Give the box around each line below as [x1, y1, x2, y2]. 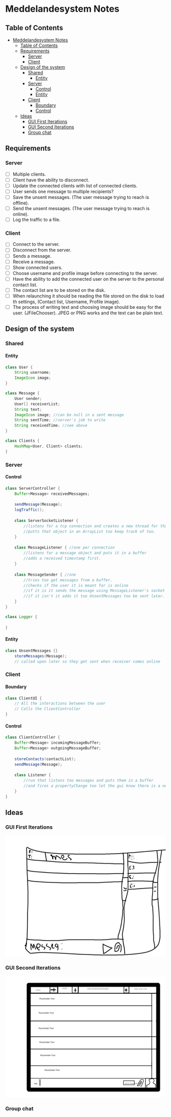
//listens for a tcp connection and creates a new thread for [23, 523, 158, 529]
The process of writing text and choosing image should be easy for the [12, 304, 162, 310]
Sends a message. [12, 253, 52, 259]
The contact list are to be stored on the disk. [12, 287, 106, 293]
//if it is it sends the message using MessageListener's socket [23, 588, 165, 594]
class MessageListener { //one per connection [14, 545, 115, 550]
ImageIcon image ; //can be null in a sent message [14, 412, 124, 417]
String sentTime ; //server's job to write [14, 418, 106, 423]
